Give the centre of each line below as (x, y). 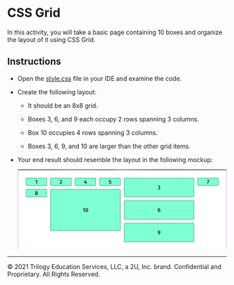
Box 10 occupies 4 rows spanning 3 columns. (93, 132)
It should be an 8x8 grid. (63, 105)
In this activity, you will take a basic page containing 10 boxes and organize (115, 32)
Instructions (34, 62)
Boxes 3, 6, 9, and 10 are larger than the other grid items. (109, 146)
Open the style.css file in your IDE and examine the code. (100, 78)
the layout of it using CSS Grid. (52, 39)
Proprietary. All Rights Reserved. (54, 274)
